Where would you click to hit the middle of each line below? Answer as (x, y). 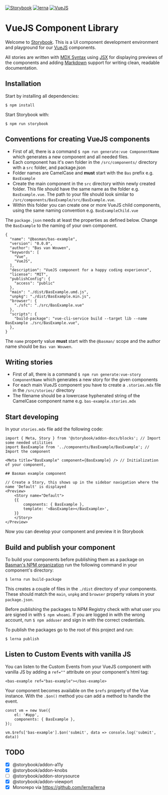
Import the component (28, 452)
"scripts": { (23, 314)
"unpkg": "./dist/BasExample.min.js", (51, 296)
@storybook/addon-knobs (40, 770)
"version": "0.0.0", (31, 243)
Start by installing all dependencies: (42, 96)
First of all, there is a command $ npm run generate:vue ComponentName (86, 151)
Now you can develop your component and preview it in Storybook (74, 531)
